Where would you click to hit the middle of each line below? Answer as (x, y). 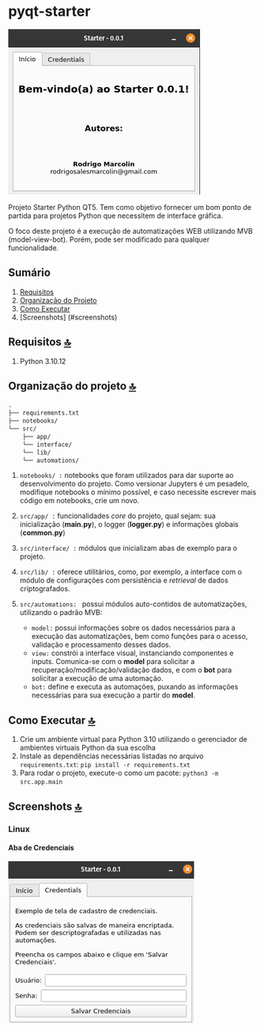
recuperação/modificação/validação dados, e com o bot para (132, 670)
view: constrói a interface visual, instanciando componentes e (133, 653)
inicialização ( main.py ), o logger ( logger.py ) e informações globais (129, 525)
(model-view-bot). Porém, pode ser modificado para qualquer (109, 239)
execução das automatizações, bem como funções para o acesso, (140, 636)
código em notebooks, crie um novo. (79, 501)
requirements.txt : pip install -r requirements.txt (105, 765)
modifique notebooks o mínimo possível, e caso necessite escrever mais (138, 492)
